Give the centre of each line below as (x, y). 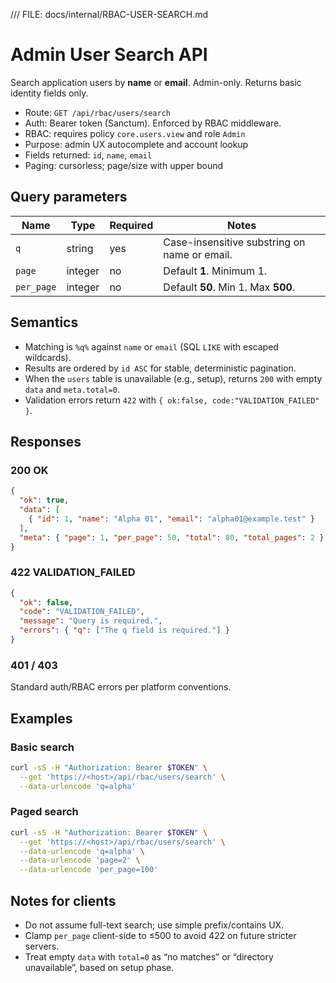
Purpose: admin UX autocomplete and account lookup (136, 144)
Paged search (44, 812)
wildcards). (48, 357)
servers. (42, 946)
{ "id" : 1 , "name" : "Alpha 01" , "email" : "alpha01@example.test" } (172, 519)
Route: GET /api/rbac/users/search (97, 112)
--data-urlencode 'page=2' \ (80, 860)
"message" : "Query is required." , (91, 621)
